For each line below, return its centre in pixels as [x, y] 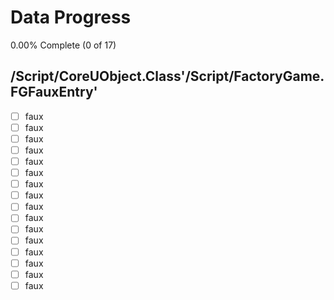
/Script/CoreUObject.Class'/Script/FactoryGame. [167, 76]
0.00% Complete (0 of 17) [63, 45]
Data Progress [71, 17]
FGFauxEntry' [54, 92]
